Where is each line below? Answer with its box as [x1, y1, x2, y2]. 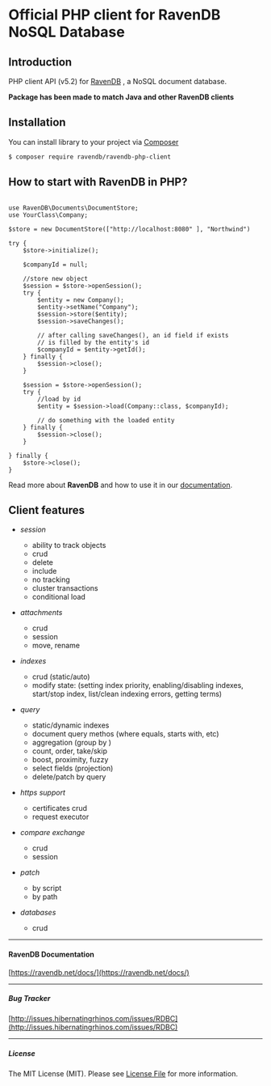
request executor [31, 812, 90, 822]
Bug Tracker [8, 994, 51, 1003]
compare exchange [19, 828, 85, 838]
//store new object [23, 274, 89, 282]
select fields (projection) [31, 763, 114, 774]
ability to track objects [31, 541, 106, 550]
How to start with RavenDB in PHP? [8, 176, 188, 189]
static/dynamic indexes [31, 720, 110, 730]
